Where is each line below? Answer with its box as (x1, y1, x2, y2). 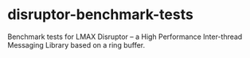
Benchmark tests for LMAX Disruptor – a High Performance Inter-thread (7, 32, 243, 41)
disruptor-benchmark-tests (7, 6, 194, 24)
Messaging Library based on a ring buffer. (7, 40, 146, 49)
